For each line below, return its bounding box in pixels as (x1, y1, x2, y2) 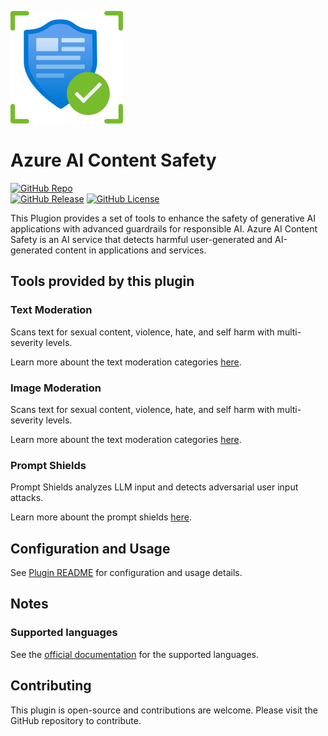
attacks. (10, 492, 44, 504)
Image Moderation (10, 381, 102, 395)
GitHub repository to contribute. (10, 714, 142, 726)
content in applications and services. (54, 244, 207, 256)
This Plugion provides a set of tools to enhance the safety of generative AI (10, 212, 317, 224)
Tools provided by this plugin (10, 273, 195, 290)
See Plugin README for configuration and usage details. (10, 567, 243, 579)
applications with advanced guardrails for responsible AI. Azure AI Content (10, 222, 318, 235)
